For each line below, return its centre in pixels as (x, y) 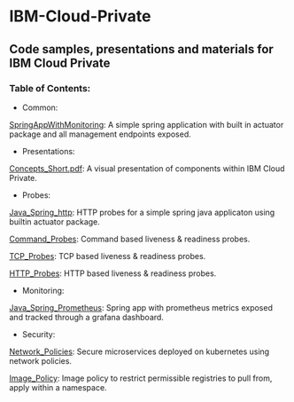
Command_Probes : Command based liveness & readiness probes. (130, 239)
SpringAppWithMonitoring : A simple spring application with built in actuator (147, 124)
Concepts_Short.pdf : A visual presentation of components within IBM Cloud (147, 168)
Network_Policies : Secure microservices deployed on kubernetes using (139, 351)
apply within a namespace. (58, 387)
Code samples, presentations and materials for (142, 49)
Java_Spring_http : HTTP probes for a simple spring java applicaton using (142, 212)
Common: (40, 107)
